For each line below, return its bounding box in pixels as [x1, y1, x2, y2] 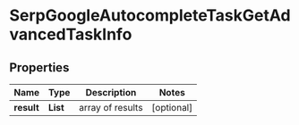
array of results [79, 102, 143, 113]
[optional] [151, 102, 193, 113]
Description [85, 87, 137, 98]
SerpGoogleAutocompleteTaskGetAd [9, 5, 291, 26]
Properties [9, 60, 70, 75]
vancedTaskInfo [9, 24, 132, 45]
